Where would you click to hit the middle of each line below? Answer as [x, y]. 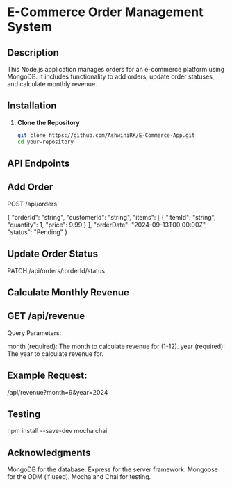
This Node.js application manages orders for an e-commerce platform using [116, 69]
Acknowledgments [49, 453]
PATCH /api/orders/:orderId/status [56, 270]
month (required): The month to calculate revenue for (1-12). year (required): [116, 346]
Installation [32, 106]
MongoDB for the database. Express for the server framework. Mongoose [113, 469]
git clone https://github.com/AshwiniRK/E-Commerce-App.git [106, 135]
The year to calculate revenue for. [56, 353]
